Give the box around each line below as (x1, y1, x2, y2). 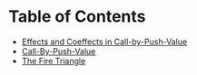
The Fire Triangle (21, 55, 86, 66)
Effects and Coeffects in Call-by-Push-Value (21, 36, 188, 47)
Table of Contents (8, 6, 146, 27)
